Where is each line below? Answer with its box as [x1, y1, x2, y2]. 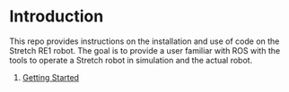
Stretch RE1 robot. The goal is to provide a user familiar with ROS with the [9, 45, 281, 55]
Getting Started [22, 71, 79, 82]
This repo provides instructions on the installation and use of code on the [9, 36, 280, 46]
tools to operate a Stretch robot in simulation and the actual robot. [9, 54, 253, 65]
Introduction [9, 6, 104, 27]
